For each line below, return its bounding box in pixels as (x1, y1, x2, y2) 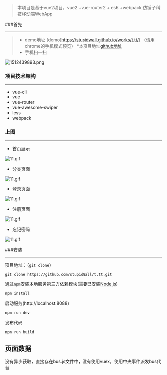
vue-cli (12, 89, 27, 95)
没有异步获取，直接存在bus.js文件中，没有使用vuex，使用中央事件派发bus (5, 358, 157, 365)
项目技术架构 (5, 72, 36, 79)
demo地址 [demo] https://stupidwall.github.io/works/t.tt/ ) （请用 (24, 37, 155, 43)
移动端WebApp (21, 11, 53, 17)
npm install (5, 291, 30, 296)
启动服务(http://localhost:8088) (5, 300, 70, 306)
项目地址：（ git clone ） (5, 262, 54, 268)
